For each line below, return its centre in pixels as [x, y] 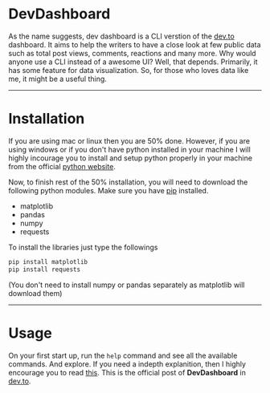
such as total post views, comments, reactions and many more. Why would [132, 53]
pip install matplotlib [48, 261]
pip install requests [45, 269]
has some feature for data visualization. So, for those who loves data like [129, 70]
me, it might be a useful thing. [57, 79]
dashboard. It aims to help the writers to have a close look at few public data [135, 44]
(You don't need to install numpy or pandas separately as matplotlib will [127, 285]
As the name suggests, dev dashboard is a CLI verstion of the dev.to [121, 36]
